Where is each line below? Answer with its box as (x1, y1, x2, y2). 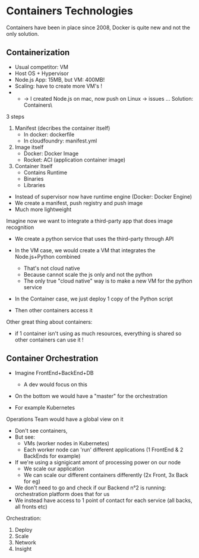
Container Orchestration (6, 354, 99, 364)
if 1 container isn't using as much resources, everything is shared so (14, 330, 182, 337)
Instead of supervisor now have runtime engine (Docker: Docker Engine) (14, 193, 192, 200)
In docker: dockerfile (23, 131, 75, 138)
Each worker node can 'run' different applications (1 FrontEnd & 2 (23, 446, 184, 453)
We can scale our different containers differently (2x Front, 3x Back (23, 471, 188, 478)
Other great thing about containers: (6, 318, 93, 325)
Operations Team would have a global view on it (6, 416, 124, 423)
